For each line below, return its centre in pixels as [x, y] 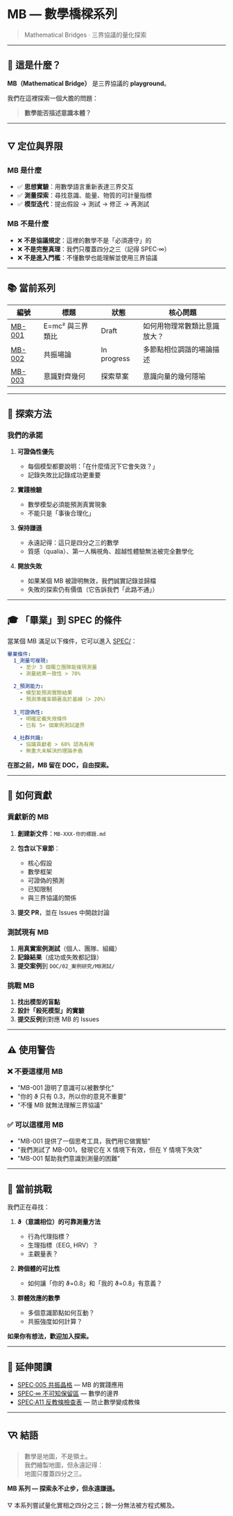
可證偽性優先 [35, 452]
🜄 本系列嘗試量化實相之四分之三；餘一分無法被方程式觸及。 [93, 1505]
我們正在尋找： [28, 1207]
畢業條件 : [19, 654]
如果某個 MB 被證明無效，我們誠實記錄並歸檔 [92, 581]
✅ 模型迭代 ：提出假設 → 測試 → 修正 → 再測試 [83, 204]
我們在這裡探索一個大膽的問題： [53, 98]
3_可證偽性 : [28, 712]
